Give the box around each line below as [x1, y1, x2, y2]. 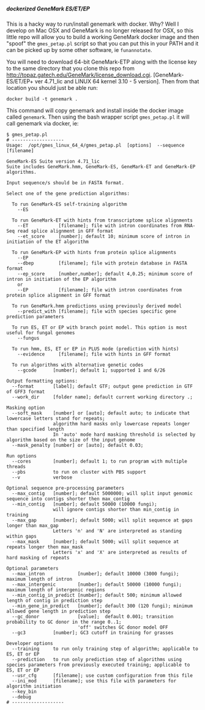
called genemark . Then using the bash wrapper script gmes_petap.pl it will [6, 113, 190, 121]
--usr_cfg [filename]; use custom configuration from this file [12, 672, 193, 679]
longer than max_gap [6, 522, 59, 529]
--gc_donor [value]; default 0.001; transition [12, 613, 174, 619]
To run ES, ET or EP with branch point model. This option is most [12, 324, 188, 331]
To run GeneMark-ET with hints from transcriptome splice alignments [12, 217, 193, 223]
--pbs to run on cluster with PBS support [12, 469, 147, 475]
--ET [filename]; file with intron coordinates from [17, 222, 182, 229]
